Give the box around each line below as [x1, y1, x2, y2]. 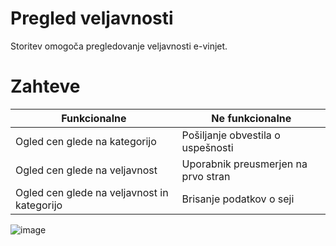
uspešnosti [181, 140, 234, 154]
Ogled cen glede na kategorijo [15, 134, 157, 148]
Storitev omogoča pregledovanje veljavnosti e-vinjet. [10, 40, 228, 52]
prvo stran [181, 169, 231, 183]
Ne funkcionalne [211, 111, 292, 125]
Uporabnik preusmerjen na [181, 157, 308, 171]
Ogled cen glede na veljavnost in [15, 185, 169, 199]
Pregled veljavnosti [10, 7, 174, 30]
